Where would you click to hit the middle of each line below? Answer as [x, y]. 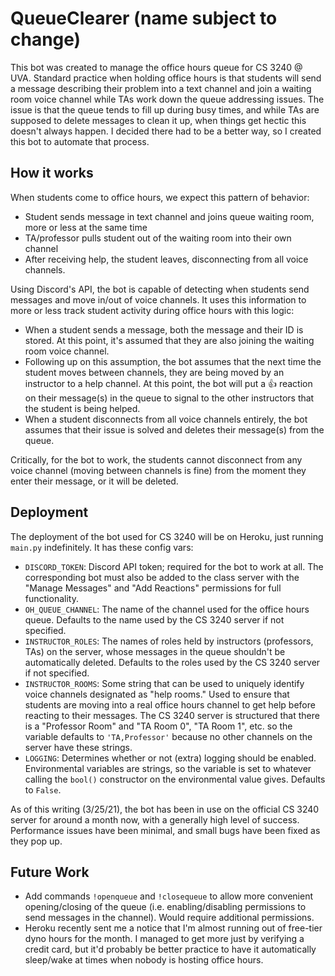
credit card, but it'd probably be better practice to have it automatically [170, 949]
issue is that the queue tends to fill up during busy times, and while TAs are [165, 109]
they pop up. [36, 841]
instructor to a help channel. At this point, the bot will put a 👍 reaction [168, 383]
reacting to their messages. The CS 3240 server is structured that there [172, 715]
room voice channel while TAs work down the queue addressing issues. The [167, 99]
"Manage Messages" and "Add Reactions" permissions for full [153, 588]
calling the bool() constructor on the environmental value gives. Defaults [175, 779]
